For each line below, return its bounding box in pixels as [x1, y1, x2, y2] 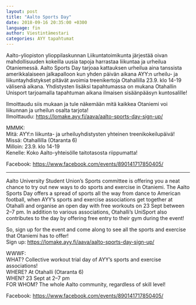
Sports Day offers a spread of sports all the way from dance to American [6, 190, 181, 197]
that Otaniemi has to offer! [6, 232, 69, 239]
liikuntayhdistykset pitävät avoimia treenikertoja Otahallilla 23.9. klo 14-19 [6, 77, 182, 84]
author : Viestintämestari [6, 30, 69, 36]
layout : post [6, 8, 38, 15]
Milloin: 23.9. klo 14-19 [6, 143, 60, 150]
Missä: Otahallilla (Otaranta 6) [6, 137, 78, 143]
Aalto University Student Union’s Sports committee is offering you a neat [6, 177, 180, 184]
